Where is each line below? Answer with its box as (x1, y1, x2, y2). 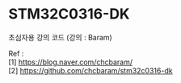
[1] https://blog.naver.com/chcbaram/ (8, 57, 133, 67)
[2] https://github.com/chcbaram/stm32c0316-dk (8, 65, 173, 75)
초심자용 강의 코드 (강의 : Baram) (8, 32, 113, 42)
